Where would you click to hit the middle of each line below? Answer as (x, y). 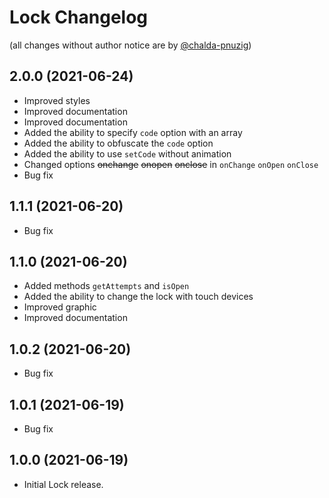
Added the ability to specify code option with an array (133, 132)
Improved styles (57, 100)
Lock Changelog (79, 17)
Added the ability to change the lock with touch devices (138, 297)
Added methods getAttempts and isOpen (106, 286)
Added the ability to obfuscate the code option (118, 143)
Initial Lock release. (63, 484)
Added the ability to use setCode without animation (127, 153)
